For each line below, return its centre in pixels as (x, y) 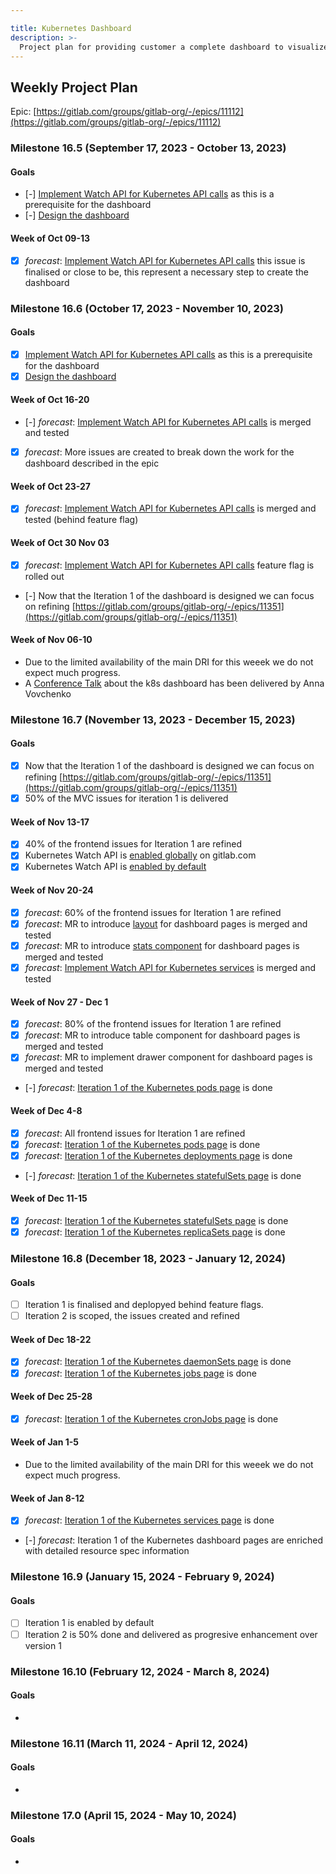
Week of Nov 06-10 (51, 640)
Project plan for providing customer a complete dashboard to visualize (174, 47)
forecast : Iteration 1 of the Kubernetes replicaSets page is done (155, 1232)
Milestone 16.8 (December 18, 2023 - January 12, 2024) (148, 1258)
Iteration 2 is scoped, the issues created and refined (132, 1316)
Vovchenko (48, 693)
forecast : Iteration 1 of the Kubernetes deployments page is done (158, 1155)
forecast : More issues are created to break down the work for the (159, 452)
